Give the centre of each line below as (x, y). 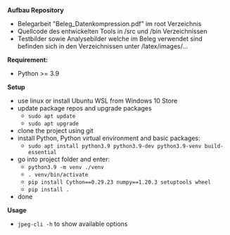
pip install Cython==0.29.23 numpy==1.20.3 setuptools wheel (119, 182)
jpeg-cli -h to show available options (72, 224)
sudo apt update (52, 116)
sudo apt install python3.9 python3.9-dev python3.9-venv (115, 146)
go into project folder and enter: (64, 159)
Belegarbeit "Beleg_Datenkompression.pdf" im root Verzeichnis (109, 24)
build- (214, 146)
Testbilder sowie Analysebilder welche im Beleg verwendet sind (110, 39)
